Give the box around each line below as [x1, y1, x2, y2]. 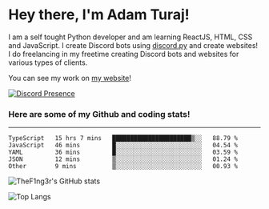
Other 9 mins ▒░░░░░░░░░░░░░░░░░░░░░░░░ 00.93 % [8, 163, 239, 171]
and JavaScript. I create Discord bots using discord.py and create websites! [8, 40, 259, 50]
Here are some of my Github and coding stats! [8, 108, 191, 119]
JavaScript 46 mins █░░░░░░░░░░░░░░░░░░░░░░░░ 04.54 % [8, 142, 239, 150]
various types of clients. [8, 58, 88, 67]
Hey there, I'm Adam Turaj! [8, 6, 190, 24]
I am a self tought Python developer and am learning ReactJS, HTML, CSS [8, 32, 253, 42]
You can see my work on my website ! [8, 73, 132, 82]
